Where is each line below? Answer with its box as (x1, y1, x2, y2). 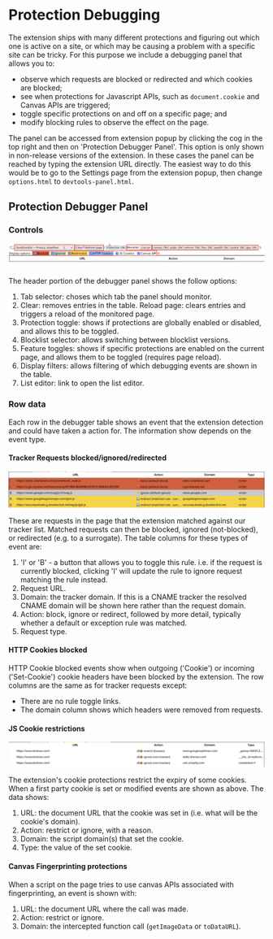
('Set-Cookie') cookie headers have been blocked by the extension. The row (8, 672, 264, 681)
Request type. (19, 626, 67, 636)
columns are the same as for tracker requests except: (8, 680, 188, 690)
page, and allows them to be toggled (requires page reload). (19, 352, 222, 363)
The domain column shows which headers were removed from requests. (19, 705, 263, 715)
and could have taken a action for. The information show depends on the (8, 425, 252, 436)
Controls (8, 224, 44, 236)
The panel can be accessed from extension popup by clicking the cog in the (8, 133, 263, 143)
